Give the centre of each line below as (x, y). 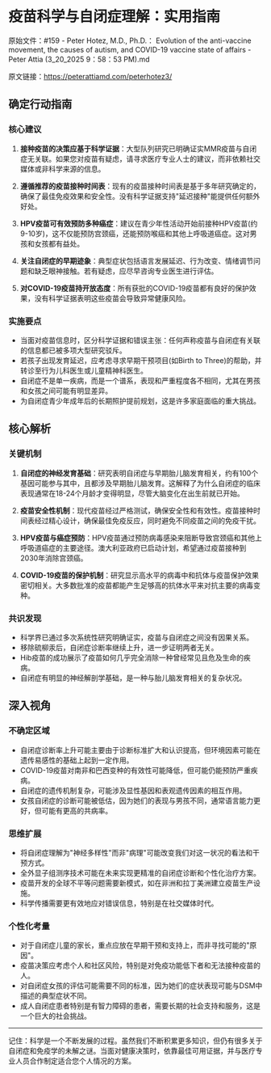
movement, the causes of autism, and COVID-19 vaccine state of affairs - (130, 49)
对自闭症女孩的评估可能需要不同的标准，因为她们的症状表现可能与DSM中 (141, 986)
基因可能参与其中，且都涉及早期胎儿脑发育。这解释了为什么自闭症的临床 (140, 483)
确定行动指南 (40, 105)
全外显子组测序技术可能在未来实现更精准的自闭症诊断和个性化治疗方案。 (140, 872)
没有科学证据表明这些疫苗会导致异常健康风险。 (112, 298)
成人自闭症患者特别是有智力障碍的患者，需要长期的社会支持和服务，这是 (140, 1006)
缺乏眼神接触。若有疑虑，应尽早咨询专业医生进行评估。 (126, 271)
